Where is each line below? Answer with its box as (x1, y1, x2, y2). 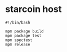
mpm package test (5, 33, 42, 38)
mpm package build (5, 28, 44, 33)
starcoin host (5, 3, 62, 15)
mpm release (5, 41, 30, 47)
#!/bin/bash (5, 20, 30, 25)
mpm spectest (5, 37, 33, 42)
